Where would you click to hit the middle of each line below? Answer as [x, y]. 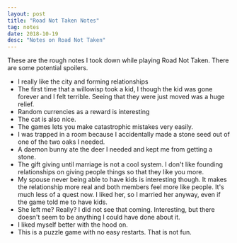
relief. [26, 104]
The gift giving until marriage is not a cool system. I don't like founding [120, 164]
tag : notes [23, 27]
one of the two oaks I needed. [61, 142]
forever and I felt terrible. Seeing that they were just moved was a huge [121, 97]
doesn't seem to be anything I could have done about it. [99, 217]
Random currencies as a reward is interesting [83, 112]
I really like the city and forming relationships [83, 81]
